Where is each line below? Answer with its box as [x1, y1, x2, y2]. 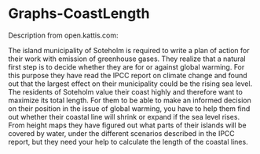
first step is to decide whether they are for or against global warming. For [8, 62, 245, 71]
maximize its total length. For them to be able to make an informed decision [8, 95, 251, 105]
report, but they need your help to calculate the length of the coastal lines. [8, 137, 249, 146]
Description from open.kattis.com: [8, 30, 119, 40]
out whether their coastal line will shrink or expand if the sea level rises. [8, 112, 240, 121]
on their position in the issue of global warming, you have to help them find [8, 103, 251, 113]
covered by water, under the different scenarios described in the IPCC [8, 128, 236, 138]
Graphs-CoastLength [8, 5, 150, 23]
